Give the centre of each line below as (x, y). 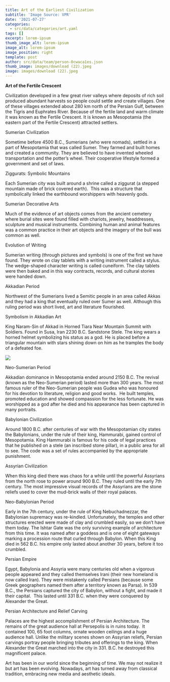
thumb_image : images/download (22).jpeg (49, 66)
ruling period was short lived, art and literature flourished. (65, 307)
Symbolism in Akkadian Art (33, 317)
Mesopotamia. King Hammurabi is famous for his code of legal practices (80, 440)
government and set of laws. (35, 164)
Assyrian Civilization (27, 466)
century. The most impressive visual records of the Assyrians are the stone (83, 487)
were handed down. (26, 276)
